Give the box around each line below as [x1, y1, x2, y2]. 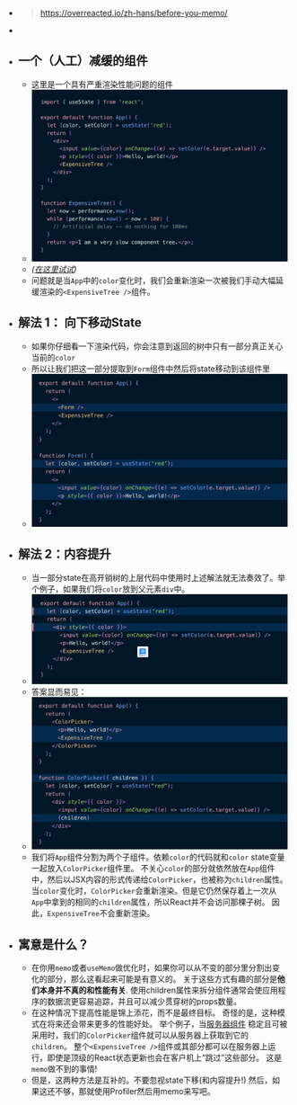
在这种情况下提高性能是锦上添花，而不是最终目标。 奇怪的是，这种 [31, 1007, 278, 1019]
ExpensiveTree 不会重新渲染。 [47, 908, 155, 919]
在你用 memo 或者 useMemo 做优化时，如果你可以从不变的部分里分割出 [31, 962, 273, 974]
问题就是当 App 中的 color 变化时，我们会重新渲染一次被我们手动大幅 [31, 275, 276, 286]
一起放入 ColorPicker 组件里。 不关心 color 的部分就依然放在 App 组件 [31, 863, 275, 874]
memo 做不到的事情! [31, 1064, 98, 1074]
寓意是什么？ [17, 937, 90, 952]
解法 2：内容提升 [17, 547, 111, 562]
